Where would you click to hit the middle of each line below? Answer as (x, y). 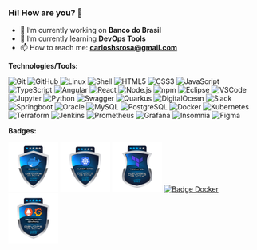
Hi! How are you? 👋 (45, 13)
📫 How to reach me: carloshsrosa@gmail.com (99, 48)
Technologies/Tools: (43, 66)
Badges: (22, 131)
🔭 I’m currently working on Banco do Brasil (91, 30)
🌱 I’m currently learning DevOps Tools (83, 38)
